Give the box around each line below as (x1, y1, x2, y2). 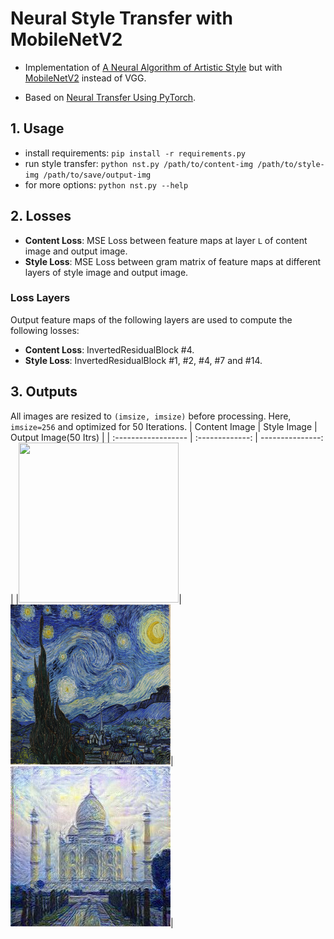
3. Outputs (10, 383, 78, 401)
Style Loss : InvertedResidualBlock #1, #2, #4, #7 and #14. (24, 354, 263, 366)
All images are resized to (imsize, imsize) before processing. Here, (10, 410, 292, 422)
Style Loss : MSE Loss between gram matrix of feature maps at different (24, 255, 322, 267)
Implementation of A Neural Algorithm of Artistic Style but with (24, 61, 283, 73)
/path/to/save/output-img (43, 170, 152, 180)
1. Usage (10, 120, 65, 137)
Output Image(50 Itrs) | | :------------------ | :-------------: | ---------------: (10, 431, 324, 443)
